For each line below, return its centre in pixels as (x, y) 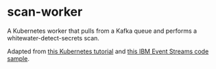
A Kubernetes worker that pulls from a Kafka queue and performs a (102, 31)
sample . (18, 58)
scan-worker (45, 12)
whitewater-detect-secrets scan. (53, 38)
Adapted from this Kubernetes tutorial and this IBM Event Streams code (108, 51)
